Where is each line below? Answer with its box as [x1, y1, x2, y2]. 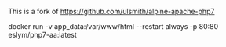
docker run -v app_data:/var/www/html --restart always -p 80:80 [8, 22, 219, 31]
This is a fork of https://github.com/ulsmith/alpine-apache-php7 [8, 7, 215, 16]
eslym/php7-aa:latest [8, 31, 77, 39]
